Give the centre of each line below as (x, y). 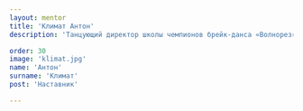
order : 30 (28, 51)
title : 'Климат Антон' (52, 26)
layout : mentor (38, 18)
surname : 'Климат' (44, 76)
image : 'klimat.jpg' (48, 60)
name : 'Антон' (36, 68)
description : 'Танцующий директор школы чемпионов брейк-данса (131, 34)
